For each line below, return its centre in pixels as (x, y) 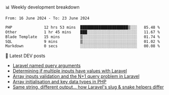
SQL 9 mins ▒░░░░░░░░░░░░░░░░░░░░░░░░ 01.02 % (82, 41)
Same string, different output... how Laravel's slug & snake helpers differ (88, 87)
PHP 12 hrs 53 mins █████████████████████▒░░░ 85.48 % (82, 27)
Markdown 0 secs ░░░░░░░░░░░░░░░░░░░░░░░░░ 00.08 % (82, 46)
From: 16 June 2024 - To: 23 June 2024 (47, 18)
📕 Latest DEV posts (25, 56)
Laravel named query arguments (47, 66)
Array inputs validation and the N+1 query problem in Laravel (76, 76)
